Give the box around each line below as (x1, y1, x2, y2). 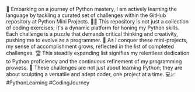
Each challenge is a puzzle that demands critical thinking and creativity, (6, 30, 178, 38)
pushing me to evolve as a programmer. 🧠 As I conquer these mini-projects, (6, 37, 188, 43)
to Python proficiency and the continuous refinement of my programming (6, 58, 182, 64)
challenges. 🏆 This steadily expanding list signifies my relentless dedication (6, 50, 190, 56)
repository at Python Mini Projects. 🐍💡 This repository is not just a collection (6, 18, 189, 25)
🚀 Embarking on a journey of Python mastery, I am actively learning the (6, 6, 177, 12)
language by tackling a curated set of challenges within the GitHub (6, 12, 166, 19)
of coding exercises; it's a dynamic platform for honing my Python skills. (6, 24, 180, 31)
